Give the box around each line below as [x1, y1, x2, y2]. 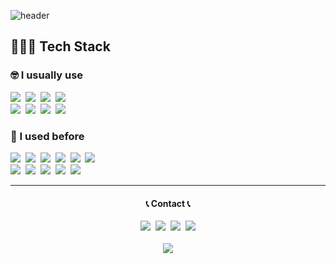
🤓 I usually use [10, 68, 84, 82]
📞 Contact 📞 [145, 197, 191, 209]
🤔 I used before [10, 129, 85, 143]
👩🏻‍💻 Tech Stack [10, 38, 111, 55]
